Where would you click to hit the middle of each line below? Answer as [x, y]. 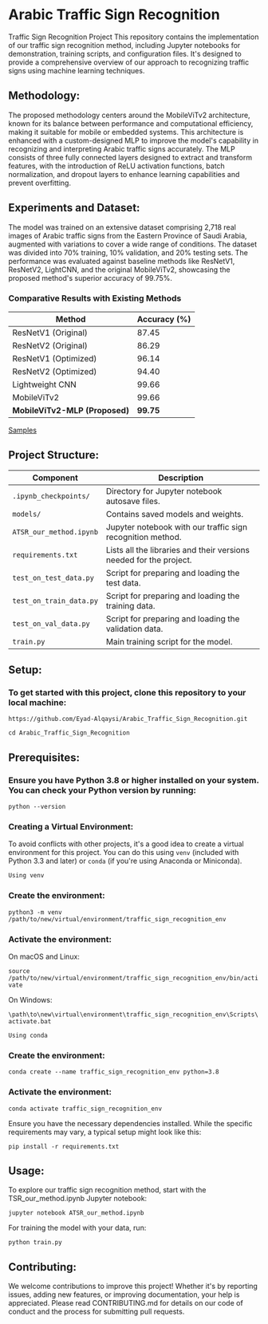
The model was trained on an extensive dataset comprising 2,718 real [122, 227]
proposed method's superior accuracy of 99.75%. [91, 278]
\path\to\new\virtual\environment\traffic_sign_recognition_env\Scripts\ [134, 1015]
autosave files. [133, 501]
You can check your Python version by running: [102, 790]
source [19, 971]
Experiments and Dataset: [74, 208]
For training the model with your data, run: [77, 1228]
